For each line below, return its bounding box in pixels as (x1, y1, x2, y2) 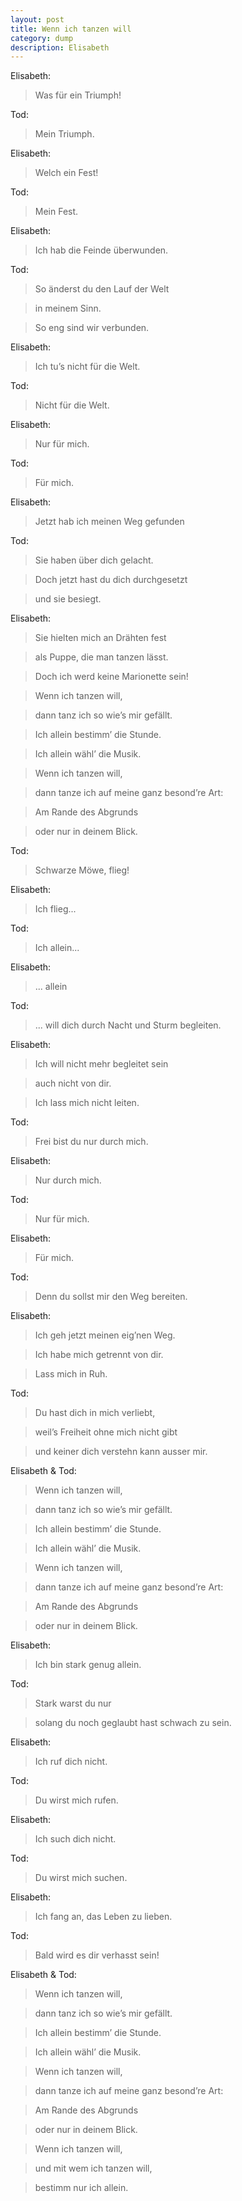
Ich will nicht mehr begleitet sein (34, 1058, 169, 1070)
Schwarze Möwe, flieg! (34, 864, 130, 876)
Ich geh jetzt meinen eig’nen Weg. (34, 1329, 176, 1341)
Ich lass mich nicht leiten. (34, 1097, 140, 1109)
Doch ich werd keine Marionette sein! (34, 671, 189, 683)
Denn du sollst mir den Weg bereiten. (34, 1291, 188, 1303)
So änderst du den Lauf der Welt (34, 283, 170, 295)
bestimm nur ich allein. (34, 2182, 129, 2194)
